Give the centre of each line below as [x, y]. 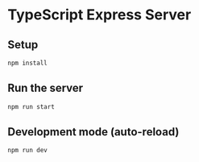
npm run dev [27, 151]
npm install [27, 63]
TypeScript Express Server [99, 15]
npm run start [31, 106]
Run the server [46, 88]
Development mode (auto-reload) [93, 132]
